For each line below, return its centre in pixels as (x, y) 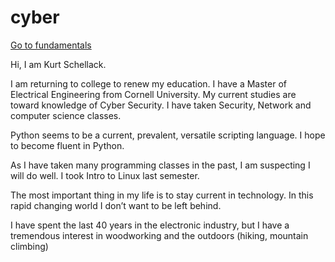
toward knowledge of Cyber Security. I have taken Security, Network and (161, 105)
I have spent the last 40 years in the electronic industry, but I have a (150, 225)
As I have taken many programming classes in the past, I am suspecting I (160, 165)
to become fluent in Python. (67, 145)
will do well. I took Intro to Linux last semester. (105, 175)
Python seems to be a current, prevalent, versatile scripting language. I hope (168, 135)
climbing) (29, 246)
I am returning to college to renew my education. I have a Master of (149, 83)
